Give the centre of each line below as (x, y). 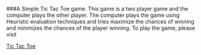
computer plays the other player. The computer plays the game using (93, 15)
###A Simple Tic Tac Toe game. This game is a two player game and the (97, 9)
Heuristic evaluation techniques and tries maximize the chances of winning (100, 21)
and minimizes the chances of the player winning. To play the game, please (101, 28)
